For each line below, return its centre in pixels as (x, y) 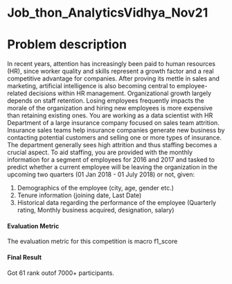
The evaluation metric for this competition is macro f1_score (92, 242)
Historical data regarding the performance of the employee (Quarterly (117, 203)
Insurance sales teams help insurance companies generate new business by (116, 131)
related (17, 93)
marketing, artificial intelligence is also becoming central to (91, 86)
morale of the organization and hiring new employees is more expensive (110, 108)
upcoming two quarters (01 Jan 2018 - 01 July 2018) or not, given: (101, 174)
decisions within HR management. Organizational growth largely (120, 93)
